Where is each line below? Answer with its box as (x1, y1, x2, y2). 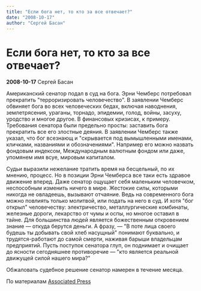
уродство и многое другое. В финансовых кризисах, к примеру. (6, 115, 171, 123)
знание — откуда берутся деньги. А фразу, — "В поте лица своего (6, 223, 176, 230)
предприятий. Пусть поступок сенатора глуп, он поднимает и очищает (6, 242, 189, 249)
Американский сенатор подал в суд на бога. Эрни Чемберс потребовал (6, 90, 192, 97)
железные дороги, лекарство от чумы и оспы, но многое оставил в (6, 210, 179, 217)
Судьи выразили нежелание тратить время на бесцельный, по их (6, 166, 175, 173)
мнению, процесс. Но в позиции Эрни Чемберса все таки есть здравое (6, 172, 191, 179)
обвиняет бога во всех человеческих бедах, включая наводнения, (6, 103, 178, 110)
